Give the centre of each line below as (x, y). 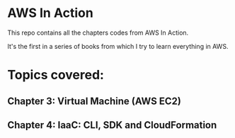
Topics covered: (56, 75)
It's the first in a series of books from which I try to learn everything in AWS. (118, 46)
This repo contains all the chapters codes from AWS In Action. (98, 33)
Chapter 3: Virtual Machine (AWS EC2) (94, 101)
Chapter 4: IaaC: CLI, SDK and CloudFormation (112, 125)
